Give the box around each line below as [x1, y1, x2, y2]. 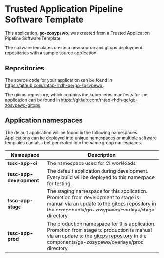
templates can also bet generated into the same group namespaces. [5, 140, 143, 145]
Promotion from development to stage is [47, 194, 139, 201]
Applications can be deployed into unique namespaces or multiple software [5, 135, 157, 141]
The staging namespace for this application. [47, 188, 148, 194]
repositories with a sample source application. [5, 50, 98, 56]
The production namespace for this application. [47, 220, 156, 227]
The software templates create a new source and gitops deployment [5, 45, 143, 50]
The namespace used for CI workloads [47, 160, 136, 166]
